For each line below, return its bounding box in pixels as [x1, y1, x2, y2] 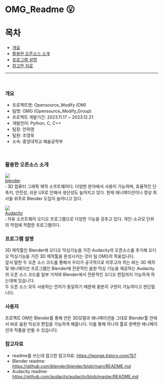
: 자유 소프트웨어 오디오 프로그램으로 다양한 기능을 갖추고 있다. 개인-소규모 [5, 216, 146, 222]
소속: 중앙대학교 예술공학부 [12, 139, 63, 144]
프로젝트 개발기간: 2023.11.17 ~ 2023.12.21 [12, 114, 94, 120]
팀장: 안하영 [12, 126, 35, 132]
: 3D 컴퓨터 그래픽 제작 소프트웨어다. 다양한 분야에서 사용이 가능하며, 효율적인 [5, 183, 152, 189]
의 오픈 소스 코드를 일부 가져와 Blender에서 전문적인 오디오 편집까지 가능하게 [5, 272, 150, 278]
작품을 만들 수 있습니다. [14, 327, 58, 333]
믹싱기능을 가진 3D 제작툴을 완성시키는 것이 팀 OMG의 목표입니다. [10, 253, 135, 259]
